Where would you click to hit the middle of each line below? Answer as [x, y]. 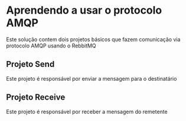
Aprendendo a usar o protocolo [84, 10]
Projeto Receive [36, 98]
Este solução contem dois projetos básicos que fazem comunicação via [93, 39]
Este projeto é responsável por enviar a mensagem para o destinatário [92, 78]
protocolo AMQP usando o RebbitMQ [51, 46]
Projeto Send [30, 64]
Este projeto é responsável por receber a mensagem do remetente [87, 112]
